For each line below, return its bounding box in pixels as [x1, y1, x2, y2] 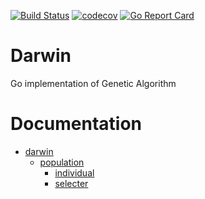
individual [54, 166, 95, 179]
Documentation [10, 113, 143, 135]
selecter [54, 177, 89, 189]
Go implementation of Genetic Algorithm [10, 77, 177, 89]
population [39, 156, 85, 168]
